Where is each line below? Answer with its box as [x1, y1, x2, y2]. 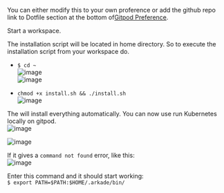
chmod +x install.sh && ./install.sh [17, 90, 127, 97]
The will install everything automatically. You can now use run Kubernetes [7, 110, 218, 118]
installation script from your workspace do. [7, 48, 130, 55]
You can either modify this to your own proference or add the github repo [7, 6, 216, 14]
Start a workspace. [7, 27, 62, 35]
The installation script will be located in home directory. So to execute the [7, 40, 216, 48]
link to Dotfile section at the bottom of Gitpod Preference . [7, 13, 169, 21]
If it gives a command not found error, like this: [7, 151, 135, 159]
